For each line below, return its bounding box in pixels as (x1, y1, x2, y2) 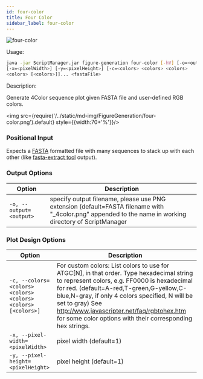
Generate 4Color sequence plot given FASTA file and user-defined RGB (6, 94, 184, 101)
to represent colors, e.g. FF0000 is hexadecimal (56, 276, 193, 285)
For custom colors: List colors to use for (56, 261, 170, 270)
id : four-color (6, 8, 45, 15)
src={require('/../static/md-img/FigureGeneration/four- (20, 112, 156, 119)
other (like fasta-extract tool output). (6, 154, 97, 161)
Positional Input (6, 134, 53, 142)
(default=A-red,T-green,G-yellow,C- (79, 283, 187, 292)
